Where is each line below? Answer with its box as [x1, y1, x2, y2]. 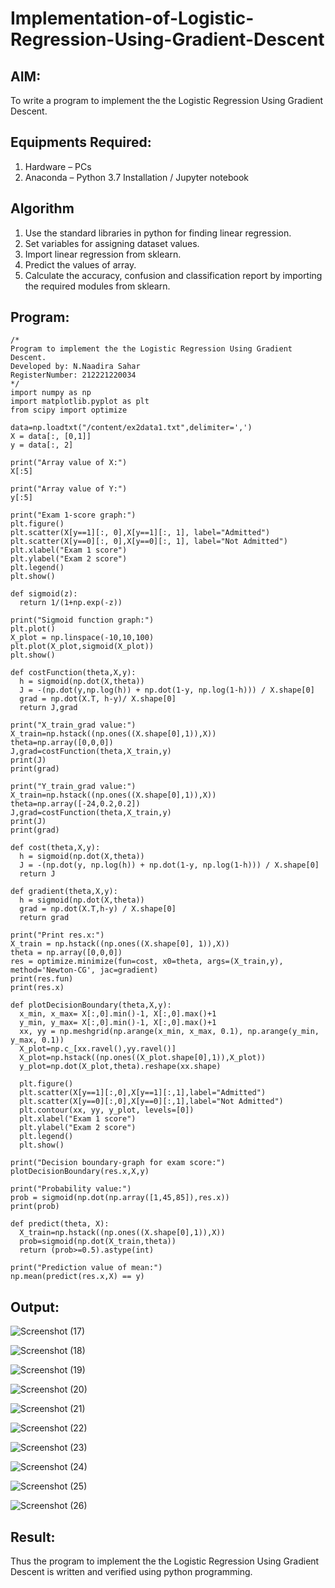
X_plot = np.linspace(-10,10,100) [10, 633, 155, 643]
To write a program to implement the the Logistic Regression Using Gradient [10, 95, 324, 106]
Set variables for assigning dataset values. [24, 237, 200, 249]
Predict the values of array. [24, 258, 137, 271]
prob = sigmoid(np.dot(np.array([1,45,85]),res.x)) [10, 1193, 230, 1203]
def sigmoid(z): [10, 589, 78, 599]
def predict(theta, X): [10, 1219, 110, 1229]
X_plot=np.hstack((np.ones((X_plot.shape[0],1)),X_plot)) [19, 1053, 267, 1063]
